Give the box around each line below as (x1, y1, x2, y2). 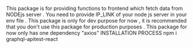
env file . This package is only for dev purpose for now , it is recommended (6, 17, 187, 24)
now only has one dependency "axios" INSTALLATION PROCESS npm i (6, 29, 177, 36)
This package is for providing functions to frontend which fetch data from (6, 5, 183, 12)
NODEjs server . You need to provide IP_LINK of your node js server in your (6, 11, 187, 18)
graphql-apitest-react (6, 36, 58, 42)
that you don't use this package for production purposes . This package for (6, 23, 187, 30)
